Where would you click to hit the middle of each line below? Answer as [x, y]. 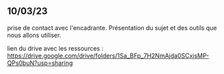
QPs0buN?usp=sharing [40, 63]
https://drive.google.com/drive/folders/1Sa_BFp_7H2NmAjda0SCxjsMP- [108, 56]
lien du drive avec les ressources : [55, 48]
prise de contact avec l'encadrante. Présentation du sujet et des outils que [112, 27]
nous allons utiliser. [34, 35]
